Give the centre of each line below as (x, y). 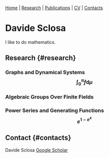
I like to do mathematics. (31, 42)
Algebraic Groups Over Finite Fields (49, 97)
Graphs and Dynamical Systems (45, 72)
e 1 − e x (84, 120)
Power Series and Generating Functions (55, 110)
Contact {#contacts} (38, 138)
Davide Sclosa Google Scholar (37, 150)
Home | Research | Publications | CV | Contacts (54, 8)
